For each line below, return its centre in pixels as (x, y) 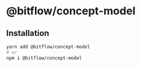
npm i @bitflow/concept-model (44, 58)
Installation (28, 33)
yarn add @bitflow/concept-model (48, 47)
